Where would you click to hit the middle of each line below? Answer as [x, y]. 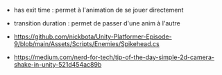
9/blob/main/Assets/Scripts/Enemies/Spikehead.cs [86, 44]
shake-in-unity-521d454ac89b [58, 64]
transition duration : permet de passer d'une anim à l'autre [97, 23]
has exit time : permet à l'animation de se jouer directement [99, 10]
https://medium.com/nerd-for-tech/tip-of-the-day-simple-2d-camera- [114, 57]
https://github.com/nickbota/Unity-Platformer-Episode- [93, 36]
